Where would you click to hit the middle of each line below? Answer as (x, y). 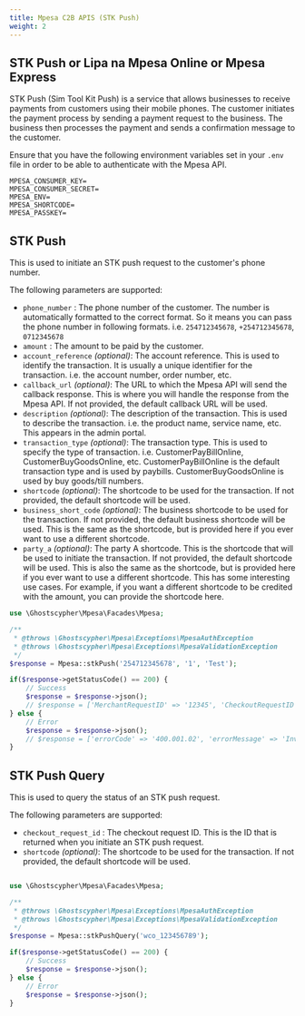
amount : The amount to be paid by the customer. (113, 347)
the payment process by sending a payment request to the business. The (146, 118)
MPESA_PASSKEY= (38, 213)
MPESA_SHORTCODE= (42, 205)
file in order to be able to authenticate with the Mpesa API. (118, 165)
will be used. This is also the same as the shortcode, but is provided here (159, 568)
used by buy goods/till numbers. (83, 481)
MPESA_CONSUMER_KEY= (49, 181)
